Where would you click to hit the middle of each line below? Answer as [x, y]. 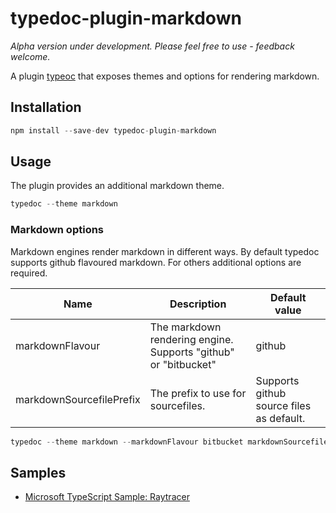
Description [198, 304]
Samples [38, 472]
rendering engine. [191, 339]
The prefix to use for [198, 393]
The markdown [185, 327]
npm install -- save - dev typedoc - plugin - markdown [113, 130]
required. [29, 273]
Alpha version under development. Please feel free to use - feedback [152, 46]
